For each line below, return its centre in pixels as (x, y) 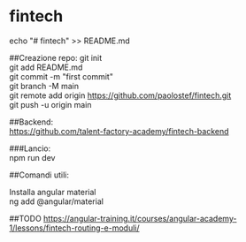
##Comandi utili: (39, 175)
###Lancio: (30, 148)
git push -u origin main (50, 104)
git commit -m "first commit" (61, 76)
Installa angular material (53, 192)
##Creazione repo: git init (56, 57)
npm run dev (32, 157)
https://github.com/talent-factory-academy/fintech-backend (119, 131)
